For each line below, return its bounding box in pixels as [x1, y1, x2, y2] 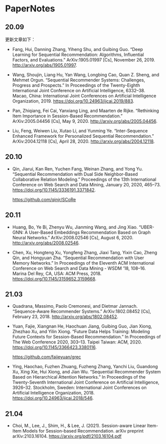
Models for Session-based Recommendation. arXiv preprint [22, 428, 144, 434]
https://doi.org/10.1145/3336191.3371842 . [12, 187, 96, 193]
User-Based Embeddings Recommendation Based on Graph [29, 229, 151, 235]
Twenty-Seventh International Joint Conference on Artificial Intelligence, [12, 380, 160, 386]
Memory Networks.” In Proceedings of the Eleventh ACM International [12, 260, 155, 266]
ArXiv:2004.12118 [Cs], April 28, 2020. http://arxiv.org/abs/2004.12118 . [12, 138, 155, 144]
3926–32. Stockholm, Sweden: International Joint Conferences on [12, 385, 147, 390]
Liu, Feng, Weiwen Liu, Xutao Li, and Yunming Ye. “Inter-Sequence [12, 128, 148, 134]
